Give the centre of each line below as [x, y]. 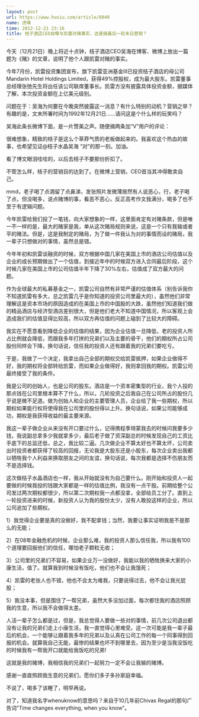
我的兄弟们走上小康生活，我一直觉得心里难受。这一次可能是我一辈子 [105, 628]
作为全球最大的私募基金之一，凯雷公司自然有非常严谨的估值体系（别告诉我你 [99, 289]
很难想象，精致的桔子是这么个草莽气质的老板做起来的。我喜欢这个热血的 [94, 139]
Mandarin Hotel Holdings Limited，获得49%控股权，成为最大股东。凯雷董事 [99, 79]
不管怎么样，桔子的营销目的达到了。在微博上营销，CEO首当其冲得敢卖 [92, 172]
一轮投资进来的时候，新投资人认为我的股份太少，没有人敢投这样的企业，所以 [99, 500]
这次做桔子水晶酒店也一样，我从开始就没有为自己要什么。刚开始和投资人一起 [99, 478]
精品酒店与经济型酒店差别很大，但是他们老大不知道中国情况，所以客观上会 [102, 311]
